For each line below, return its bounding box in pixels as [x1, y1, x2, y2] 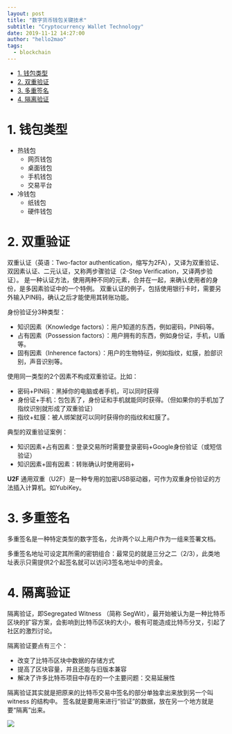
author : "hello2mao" [7, 36, 67, 43]
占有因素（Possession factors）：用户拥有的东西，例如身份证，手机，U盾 [17, 331, 225, 339]
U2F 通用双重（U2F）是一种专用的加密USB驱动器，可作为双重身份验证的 [7, 474, 215, 483]
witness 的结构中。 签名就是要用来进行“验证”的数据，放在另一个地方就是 [7, 696, 214, 706]
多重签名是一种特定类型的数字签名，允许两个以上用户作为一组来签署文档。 [7, 535, 220, 543]
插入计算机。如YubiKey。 [12, 483, 85, 491]
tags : [7, 42, 23, 49]
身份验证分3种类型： [7, 307, 66, 316]
